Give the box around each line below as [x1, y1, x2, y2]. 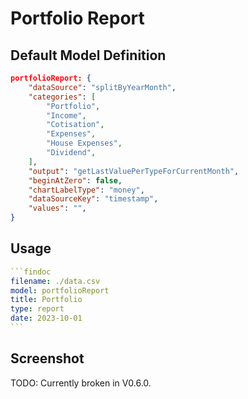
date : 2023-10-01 [10, 313, 83, 324]
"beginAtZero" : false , [28, 175, 123, 186]
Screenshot [10, 350, 85, 367]
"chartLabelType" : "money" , [28, 185, 145, 195]
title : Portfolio [10, 295, 83, 305]
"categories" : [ [28, 92, 97, 102]
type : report [10, 304, 65, 314]
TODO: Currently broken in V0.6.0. [10, 377, 152, 389]
